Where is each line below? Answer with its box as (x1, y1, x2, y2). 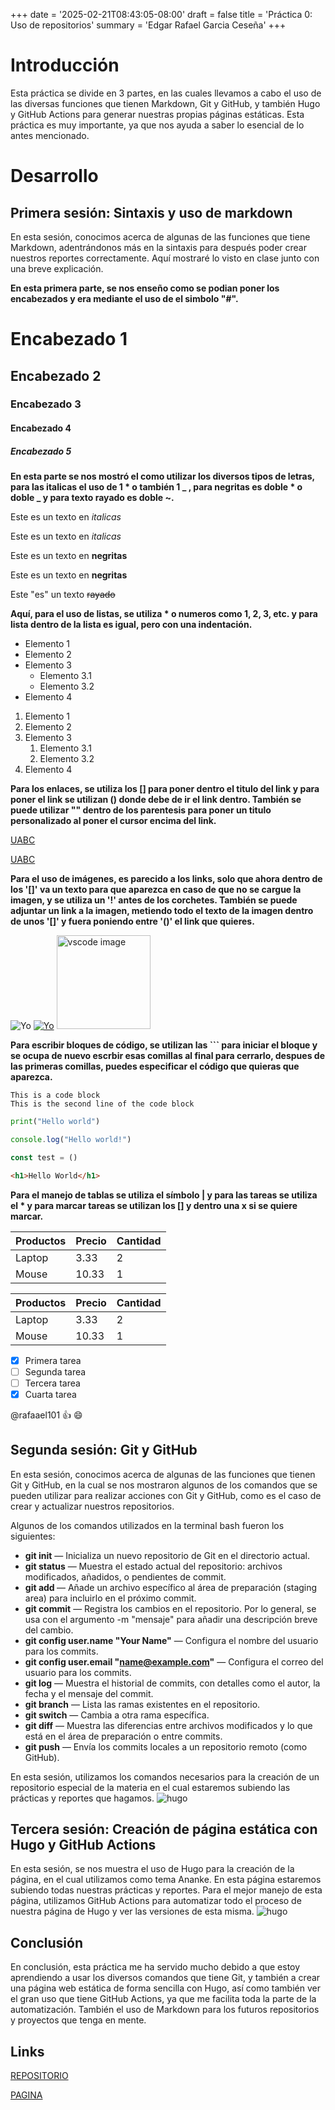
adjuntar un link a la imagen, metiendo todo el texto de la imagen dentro (10, 905, 314, 916)
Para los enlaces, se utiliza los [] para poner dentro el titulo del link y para (10, 783, 320, 794)
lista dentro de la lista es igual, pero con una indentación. (10, 619, 253, 630)
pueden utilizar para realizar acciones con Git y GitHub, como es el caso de (10, 1489, 322, 1501)
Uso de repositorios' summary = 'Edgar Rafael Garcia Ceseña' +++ (10, 19, 287, 31)
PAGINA (10, 2089, 43, 2101)
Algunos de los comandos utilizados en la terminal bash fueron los (10, 1519, 285, 1531)
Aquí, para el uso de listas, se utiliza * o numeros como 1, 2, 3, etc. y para (10, 608, 318, 619)
